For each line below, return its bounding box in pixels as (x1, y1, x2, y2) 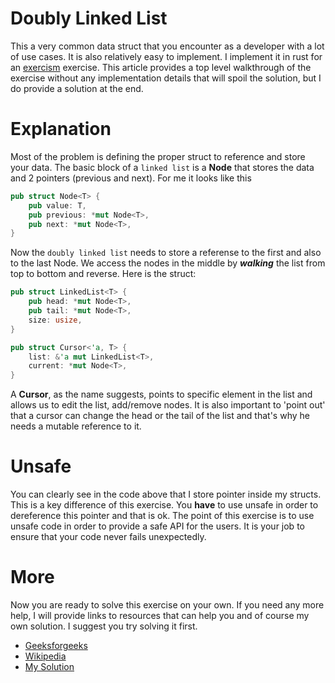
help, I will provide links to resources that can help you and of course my (10, 610, 310, 621)
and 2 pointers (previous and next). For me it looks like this (10, 172, 252, 184)
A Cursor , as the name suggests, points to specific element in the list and (10, 388, 313, 401)
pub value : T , (28, 200, 87, 211)
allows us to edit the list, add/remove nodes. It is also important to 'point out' (10, 399, 326, 411)
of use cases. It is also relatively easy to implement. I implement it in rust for (10, 50, 323, 62)
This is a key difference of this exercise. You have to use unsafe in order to (10, 499, 319, 511)
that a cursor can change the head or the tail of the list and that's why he (10, 410, 310, 422)
